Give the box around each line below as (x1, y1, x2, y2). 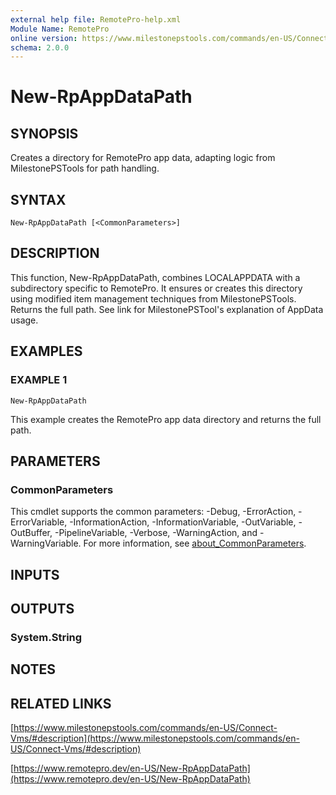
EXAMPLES (10, 343, 83, 360)
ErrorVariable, (10, 516, 68, 528)
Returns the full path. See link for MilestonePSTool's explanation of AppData (10, 303, 324, 315)
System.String (10, 630, 83, 644)
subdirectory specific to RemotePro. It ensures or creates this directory (10, 282, 303, 294)
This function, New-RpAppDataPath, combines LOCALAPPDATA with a (10, 271, 301, 283)
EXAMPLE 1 (10, 373, 68, 387)
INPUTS (10, 566, 60, 583)
